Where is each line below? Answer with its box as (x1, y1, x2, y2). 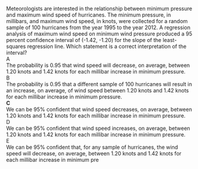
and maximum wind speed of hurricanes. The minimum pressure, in (6, 11, 171, 18)
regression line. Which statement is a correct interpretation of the (27, 43, 187, 50)
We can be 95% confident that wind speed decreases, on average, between (6, 106, 193, 113)
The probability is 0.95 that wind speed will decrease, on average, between (6, 62, 190, 69)
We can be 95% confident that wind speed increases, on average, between (6, 125, 191, 132)
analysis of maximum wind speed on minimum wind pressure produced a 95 (6, 30, 193, 37)
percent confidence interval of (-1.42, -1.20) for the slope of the (6, 37, 162, 43)
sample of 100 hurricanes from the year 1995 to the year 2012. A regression (6, 24, 191, 31)
